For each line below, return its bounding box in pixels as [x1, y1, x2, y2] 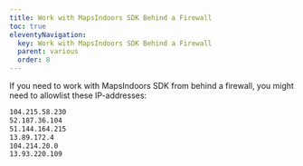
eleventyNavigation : [9, 30, 88, 39]
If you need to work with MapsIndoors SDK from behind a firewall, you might [9, 81, 294, 91]
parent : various [17, 47, 79, 56]
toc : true [9, 22, 47, 31]
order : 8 [17, 55, 51, 64]
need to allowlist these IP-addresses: [9, 90, 147, 101]
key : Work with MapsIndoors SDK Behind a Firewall [17, 38, 213, 48]
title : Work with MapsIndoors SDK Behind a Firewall [9, 13, 213, 23]
